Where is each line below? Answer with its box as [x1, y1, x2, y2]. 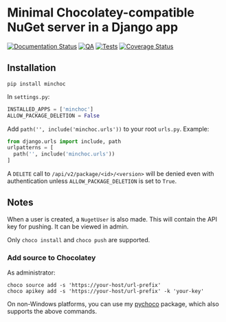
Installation [7, 62, 56, 74]
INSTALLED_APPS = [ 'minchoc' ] [7, 105, 94, 113]
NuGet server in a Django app [7, 19, 179, 35]
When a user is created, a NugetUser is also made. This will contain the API [7, 215, 218, 223]
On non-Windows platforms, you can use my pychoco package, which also [7, 300, 220, 308]
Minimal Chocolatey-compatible [7, 5, 194, 21]
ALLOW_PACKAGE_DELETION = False [7, 112, 100, 119]
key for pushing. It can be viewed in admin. [7, 222, 129, 230]
